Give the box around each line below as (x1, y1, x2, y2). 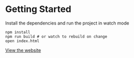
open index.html (5, 38, 39, 43)
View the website (5, 47, 41, 53)
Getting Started (5, 3, 72, 15)
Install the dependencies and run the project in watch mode (5, 20, 129, 26)
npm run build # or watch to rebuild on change (5, 34, 108, 39)
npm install (5, 29, 30, 34)
